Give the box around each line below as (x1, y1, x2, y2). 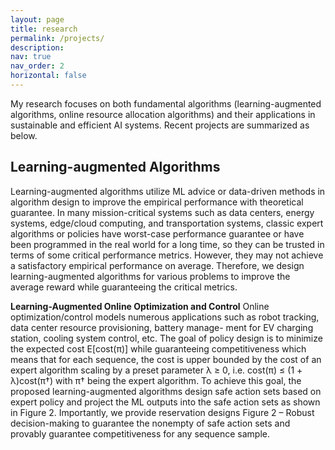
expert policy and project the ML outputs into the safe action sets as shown (10, 396, 321, 408)
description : (10, 42, 65, 53)
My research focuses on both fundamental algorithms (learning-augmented (10, 97, 322, 110)
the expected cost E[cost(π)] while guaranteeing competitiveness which (10, 342, 307, 355)
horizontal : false (10, 71, 87, 81)
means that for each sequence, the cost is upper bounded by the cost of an (10, 353, 322, 365)
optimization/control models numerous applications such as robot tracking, (10, 311, 320, 323)
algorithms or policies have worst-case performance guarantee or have (10, 227, 305, 240)
